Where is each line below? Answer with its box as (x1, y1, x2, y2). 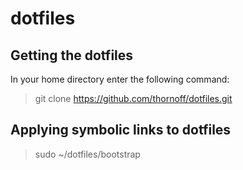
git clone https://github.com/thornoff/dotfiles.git (34, 93, 233, 104)
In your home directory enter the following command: (10, 73, 230, 85)
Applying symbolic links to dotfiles (10, 122, 232, 139)
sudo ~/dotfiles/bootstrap (34, 148, 141, 160)
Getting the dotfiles (10, 47, 134, 64)
